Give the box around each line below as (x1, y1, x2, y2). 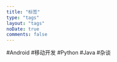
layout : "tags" (6, 20, 45, 26)
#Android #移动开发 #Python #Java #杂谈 (6, 49, 111, 57)
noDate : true (6, 26, 40, 32)
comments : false (6, 32, 48, 38)
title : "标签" (6, 9, 41, 15)
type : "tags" (6, 15, 40, 21)
